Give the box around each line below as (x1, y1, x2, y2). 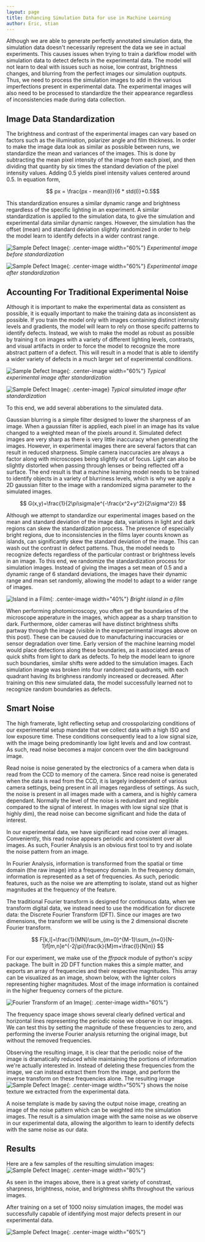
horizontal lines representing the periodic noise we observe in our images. (6, 1017, 194, 1025)
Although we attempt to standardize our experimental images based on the (6, 512, 195, 519)
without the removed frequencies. (6, 1036, 92, 1044)
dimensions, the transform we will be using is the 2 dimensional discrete (6, 917, 188, 924)
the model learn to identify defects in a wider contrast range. (6, 232, 160, 240)
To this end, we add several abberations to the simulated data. (6, 404, 163, 412)
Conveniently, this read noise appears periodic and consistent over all (6, 835, 182, 842)
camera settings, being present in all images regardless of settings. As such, (6, 784, 199, 791)
